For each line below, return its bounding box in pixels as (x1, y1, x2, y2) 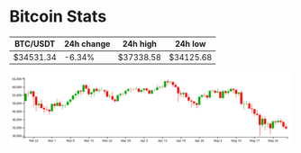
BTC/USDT (14, 39, 56, 49)
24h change (64, 39, 111, 49)
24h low (174, 39, 206, 49)
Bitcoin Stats (9, 6, 107, 27)
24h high (122, 39, 158, 49)
